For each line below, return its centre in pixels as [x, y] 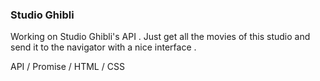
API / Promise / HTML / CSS [67, 67]
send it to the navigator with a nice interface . [103, 47]
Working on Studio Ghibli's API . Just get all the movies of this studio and [160, 37]
